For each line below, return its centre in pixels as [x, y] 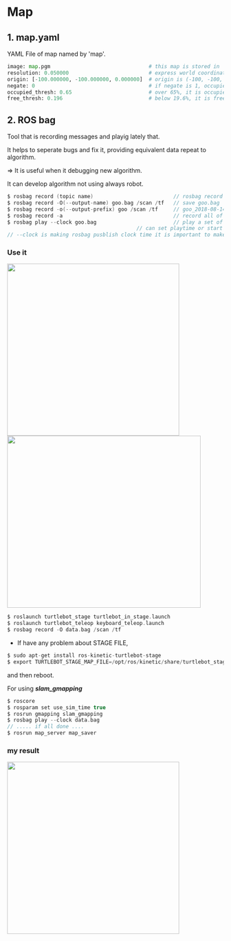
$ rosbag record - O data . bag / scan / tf [64, 630]
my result [23, 751]
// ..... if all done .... [46, 727]
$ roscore [21, 701]
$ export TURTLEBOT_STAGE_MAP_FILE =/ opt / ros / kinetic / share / [95, 662]
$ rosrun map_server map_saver [52, 733]
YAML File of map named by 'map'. [56, 54]
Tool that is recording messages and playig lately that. [84, 137]
